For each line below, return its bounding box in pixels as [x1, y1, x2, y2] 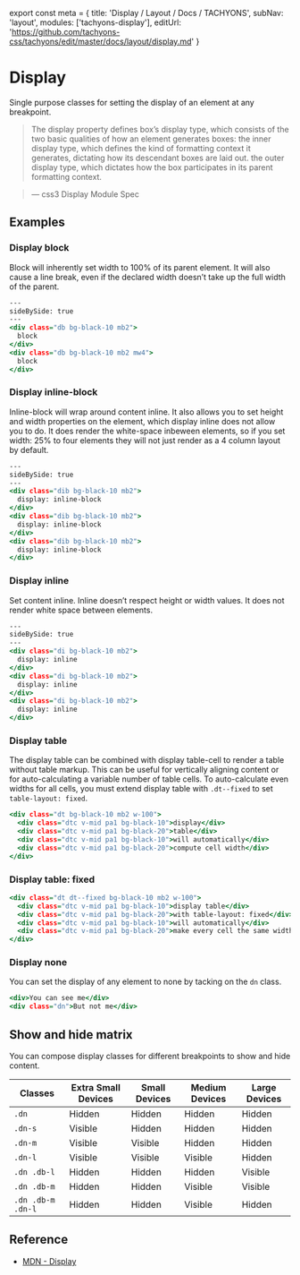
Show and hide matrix [9, 1027, 133, 1042]
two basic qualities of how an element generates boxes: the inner [30, 133, 271, 144]
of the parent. [9, 281, 60, 292]
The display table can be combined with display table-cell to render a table [9, 755, 285, 766]
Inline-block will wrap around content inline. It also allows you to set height [9, 406, 284, 417]
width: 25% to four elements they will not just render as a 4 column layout [9, 434, 281, 446]
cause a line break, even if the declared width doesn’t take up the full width [9, 271, 286, 282]
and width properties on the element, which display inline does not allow [9, 415, 276, 426]
